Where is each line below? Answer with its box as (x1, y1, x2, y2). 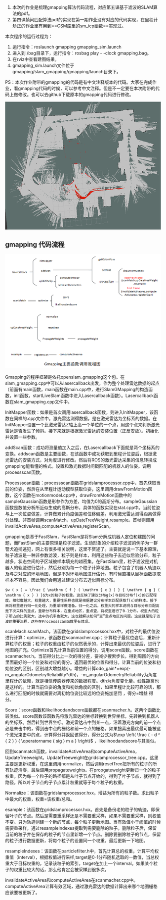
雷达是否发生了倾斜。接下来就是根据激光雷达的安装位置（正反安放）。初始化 (5, 428, 159, 434)
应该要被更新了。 (5, 890, 40, 896)
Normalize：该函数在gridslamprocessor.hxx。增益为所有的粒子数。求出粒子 (5, 790, 159, 796)
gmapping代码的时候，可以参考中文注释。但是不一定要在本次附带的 (18, 86, 156, 91)
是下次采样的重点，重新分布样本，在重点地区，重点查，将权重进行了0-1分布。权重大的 (5, 608, 156, 614)
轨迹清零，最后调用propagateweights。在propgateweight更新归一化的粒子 (9, 767, 161, 773)
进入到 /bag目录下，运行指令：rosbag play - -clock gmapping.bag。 (12, 50, 152, 56)
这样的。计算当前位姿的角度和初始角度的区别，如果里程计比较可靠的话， (9, 684, 157, 690)
